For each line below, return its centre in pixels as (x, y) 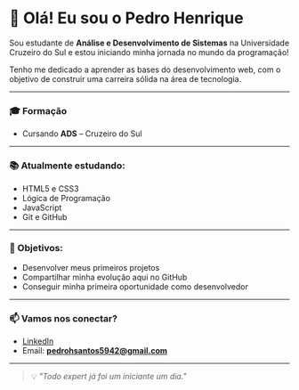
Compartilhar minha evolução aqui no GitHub (105, 277)
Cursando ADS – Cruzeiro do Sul (82, 134)
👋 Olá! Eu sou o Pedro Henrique (126, 18)
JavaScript (42, 207)
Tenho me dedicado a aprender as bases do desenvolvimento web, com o (145, 69)
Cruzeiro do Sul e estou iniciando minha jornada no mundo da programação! (149, 52)
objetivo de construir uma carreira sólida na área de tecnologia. (125, 78)
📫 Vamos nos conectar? (64, 318)
